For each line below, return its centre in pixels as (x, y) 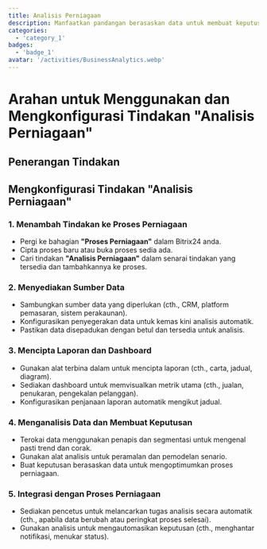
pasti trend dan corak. (56, 448)
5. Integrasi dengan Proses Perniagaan (85, 493)
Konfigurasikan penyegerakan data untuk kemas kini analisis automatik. (137, 322)
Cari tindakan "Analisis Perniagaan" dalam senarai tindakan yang (128, 258)
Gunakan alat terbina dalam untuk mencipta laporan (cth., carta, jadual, (136, 368)
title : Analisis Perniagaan (55, 15)
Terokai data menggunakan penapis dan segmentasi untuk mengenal (133, 440)
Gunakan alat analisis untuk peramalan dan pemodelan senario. (124, 457)
